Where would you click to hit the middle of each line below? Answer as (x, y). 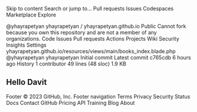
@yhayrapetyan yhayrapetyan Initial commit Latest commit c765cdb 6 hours (98, 57)
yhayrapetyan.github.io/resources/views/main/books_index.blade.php (91, 51)
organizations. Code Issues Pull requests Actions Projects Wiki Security (93, 39)
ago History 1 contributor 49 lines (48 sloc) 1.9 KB (66, 64)
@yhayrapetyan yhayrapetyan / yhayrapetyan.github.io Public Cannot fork (96, 26)
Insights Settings (26, 45)
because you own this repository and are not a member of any (81, 32)
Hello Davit (26, 82)
